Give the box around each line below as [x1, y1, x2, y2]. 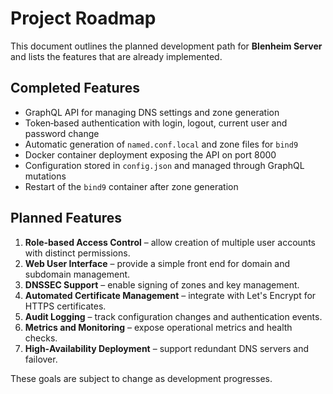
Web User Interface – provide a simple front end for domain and [24, 257, 291, 269]
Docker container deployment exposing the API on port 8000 [24, 148, 277, 161]
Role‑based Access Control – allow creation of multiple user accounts [24, 236, 316, 248]
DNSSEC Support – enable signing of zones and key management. [24, 278, 300, 291]
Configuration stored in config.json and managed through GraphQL [24, 159, 305, 171]
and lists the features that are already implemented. [10, 50, 223, 62]
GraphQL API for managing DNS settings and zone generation [24, 106, 280, 118]
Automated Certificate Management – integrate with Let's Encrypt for [24, 289, 317, 301]
